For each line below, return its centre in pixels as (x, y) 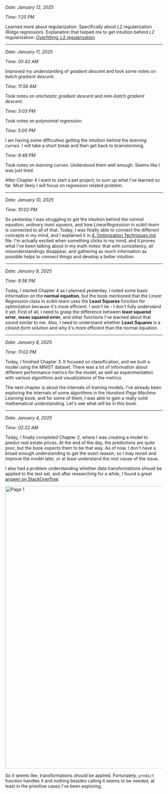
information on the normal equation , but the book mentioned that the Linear (83, 296)
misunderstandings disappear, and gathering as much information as (76, 251)
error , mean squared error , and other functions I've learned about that (78, 317)
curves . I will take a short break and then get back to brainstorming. (75, 146)
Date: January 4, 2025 (28, 418)
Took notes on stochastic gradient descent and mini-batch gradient (75, 96)
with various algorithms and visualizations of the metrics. (64, 378)
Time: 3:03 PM (20, 111)
